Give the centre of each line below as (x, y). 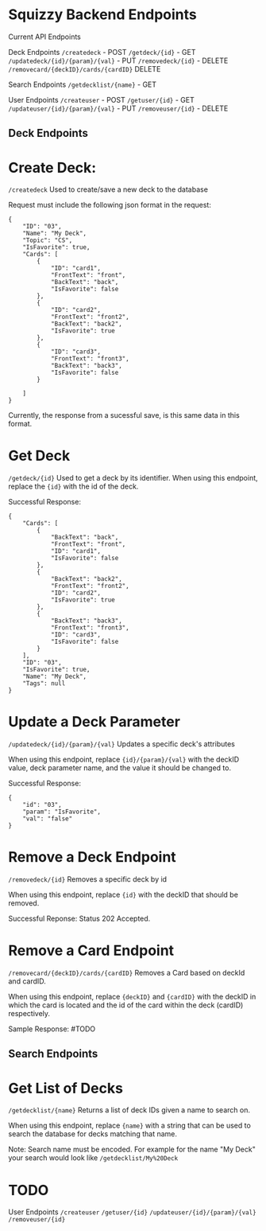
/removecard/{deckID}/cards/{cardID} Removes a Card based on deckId (127, 973)
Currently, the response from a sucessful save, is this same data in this (124, 415)
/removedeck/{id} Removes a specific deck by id (88, 879)
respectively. (29, 1014)
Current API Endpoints (45, 37)
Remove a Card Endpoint (91, 951)
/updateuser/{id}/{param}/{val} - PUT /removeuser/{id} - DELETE (118, 108)
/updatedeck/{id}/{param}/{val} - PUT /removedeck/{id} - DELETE (118, 60)
